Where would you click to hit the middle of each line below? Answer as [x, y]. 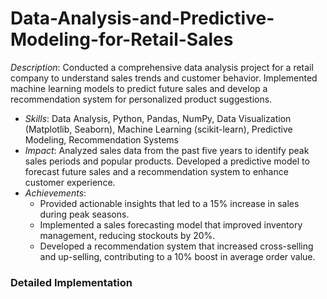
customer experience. [70, 182]
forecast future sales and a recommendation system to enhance [156, 171]
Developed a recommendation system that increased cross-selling [176, 246]
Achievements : [55, 193]
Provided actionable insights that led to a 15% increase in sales [169, 203]
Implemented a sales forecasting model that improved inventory [171, 224]
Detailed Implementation [71, 282]
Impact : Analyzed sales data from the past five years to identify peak [167, 150]
